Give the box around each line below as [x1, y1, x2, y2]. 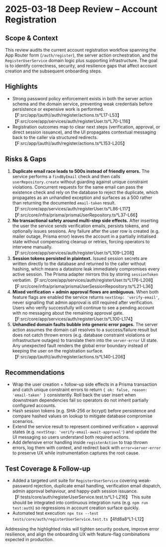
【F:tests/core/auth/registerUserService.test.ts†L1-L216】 [12, 494, 130, 500]
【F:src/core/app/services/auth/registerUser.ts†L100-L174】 [12, 316, 135, 322]
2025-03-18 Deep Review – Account [5, 3, 158, 15]
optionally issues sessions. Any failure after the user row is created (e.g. [12, 228, 160, 234]
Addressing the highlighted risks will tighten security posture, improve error [5, 526, 160, 532]
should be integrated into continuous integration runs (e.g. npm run [12, 500, 148, 506]
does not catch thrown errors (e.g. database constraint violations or [12, 332, 151, 338]
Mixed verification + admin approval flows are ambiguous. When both [12, 289, 159, 295]
